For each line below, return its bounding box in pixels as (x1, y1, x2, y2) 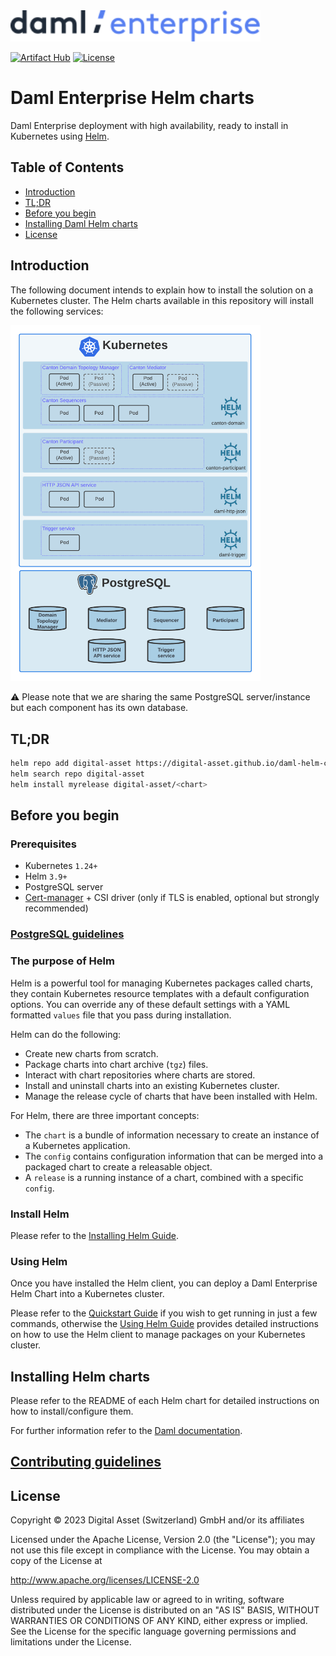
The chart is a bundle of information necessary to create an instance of (24, 1129, 320, 1141)
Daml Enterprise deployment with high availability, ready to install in (10, 119, 289, 131)
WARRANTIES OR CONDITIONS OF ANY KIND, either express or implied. (10, 1615, 308, 1627)
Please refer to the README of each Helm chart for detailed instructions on (10, 1394, 320, 1406)
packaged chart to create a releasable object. (24, 1160, 213, 1173)
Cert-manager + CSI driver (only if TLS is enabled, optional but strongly (24, 892, 320, 904)
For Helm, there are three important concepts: (10, 1109, 200, 1121)
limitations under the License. (10, 1636, 132, 1648)
